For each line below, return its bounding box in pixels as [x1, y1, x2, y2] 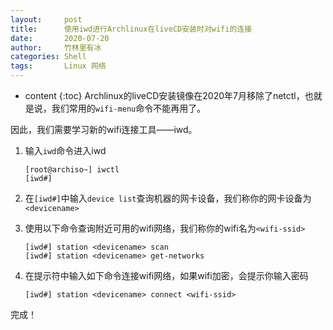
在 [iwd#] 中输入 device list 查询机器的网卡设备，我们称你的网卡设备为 [24, 192, 312, 204]
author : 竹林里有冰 [10, 42, 102, 53]
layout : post [10, 14, 83, 25]
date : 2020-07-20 [10, 33, 110, 43]
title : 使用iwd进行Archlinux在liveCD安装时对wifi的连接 [10, 24, 253, 34]
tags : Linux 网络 [10, 61, 107, 71]
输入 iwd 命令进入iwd [24, 145, 107, 156]
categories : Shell [10, 52, 87, 62]
